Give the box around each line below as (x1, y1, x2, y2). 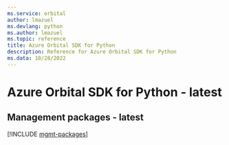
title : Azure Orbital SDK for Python (7, 42, 116, 49)
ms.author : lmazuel (7, 29, 63, 36)
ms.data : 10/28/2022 (7, 55, 67, 62)
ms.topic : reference (7, 36, 67, 43)
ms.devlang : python (7, 23, 63, 30)
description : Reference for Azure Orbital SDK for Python (7, 49, 177, 56)
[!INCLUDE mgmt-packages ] (7, 130, 88, 138)
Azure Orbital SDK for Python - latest (7, 84, 222, 100)
